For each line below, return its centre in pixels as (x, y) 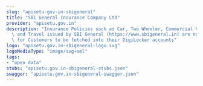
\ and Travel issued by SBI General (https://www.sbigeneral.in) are (101, 35)
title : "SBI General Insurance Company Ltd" (63, 18)
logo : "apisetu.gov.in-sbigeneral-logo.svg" (63, 46)
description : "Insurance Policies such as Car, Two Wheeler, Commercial (100, 29)
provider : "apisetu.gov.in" (42, 23)
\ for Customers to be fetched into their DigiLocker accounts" (94, 40)
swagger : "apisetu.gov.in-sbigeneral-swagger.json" (72, 74)
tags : (13, 57)
